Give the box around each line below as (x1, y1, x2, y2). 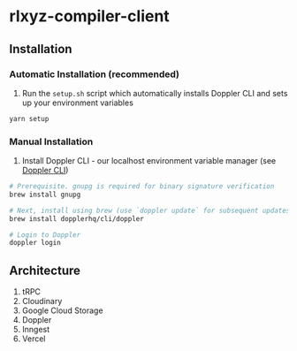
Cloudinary (21, 296, 63, 307)
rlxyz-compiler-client (9, 6, 170, 27)
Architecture (9, 263, 81, 278)
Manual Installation (9, 135, 94, 148)
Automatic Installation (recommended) (9, 68, 179, 80)
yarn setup (9, 114, 49, 123)
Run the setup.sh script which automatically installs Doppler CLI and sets (21, 88, 288, 98)
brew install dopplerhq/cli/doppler (9, 214, 144, 223)
